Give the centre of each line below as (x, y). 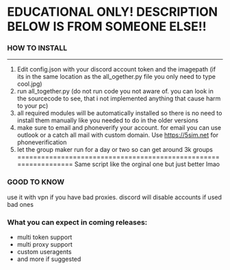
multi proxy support (45, 245)
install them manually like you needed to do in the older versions (107, 120)
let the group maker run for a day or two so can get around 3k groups (115, 150)
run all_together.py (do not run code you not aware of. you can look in (115, 91)
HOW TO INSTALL (37, 48)
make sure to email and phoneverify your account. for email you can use (119, 128)
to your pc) (33, 106)
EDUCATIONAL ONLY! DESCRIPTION (112, 12)
